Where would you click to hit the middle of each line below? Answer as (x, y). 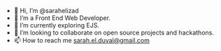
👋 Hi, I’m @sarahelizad (46, 11)
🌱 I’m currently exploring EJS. (57, 25)
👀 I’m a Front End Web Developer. (62, 18)
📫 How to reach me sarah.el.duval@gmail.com (82, 40)
